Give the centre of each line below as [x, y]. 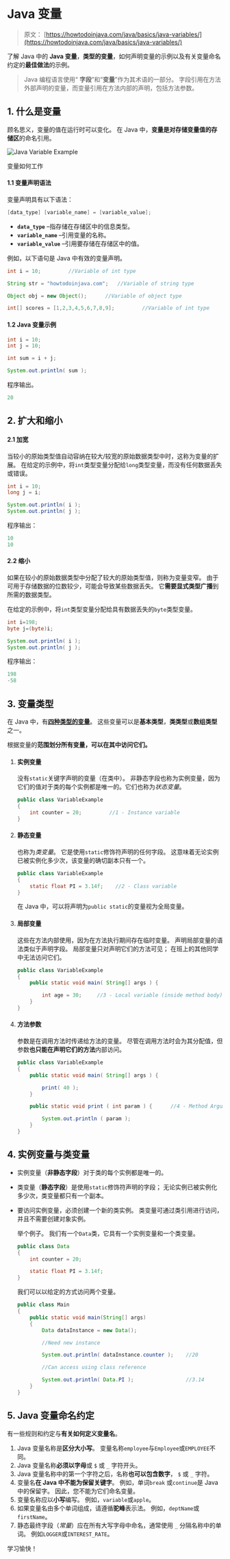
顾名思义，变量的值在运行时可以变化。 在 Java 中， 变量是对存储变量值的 [110, 129]
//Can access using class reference [94, 1368]
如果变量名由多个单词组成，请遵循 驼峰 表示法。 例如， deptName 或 [108, 1508]
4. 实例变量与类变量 [49, 1155]
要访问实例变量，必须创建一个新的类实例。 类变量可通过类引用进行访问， [120, 1210]
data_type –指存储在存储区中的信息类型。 [75, 226]
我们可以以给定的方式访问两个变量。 [68, 1292]
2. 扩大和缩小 [35, 421]
